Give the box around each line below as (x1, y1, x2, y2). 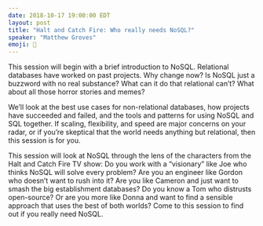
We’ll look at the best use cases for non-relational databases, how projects (8, 103, 250, 112)
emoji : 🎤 (8, 41, 37, 49)
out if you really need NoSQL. (8, 210, 104, 219)
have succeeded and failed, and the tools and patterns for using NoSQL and (8, 111, 254, 120)
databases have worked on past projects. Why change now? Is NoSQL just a (8, 71, 255, 80)
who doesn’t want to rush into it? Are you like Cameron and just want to (8, 176, 239, 185)
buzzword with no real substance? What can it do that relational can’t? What (8, 79, 254, 89)
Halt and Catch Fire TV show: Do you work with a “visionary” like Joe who (8, 159, 247, 169)
